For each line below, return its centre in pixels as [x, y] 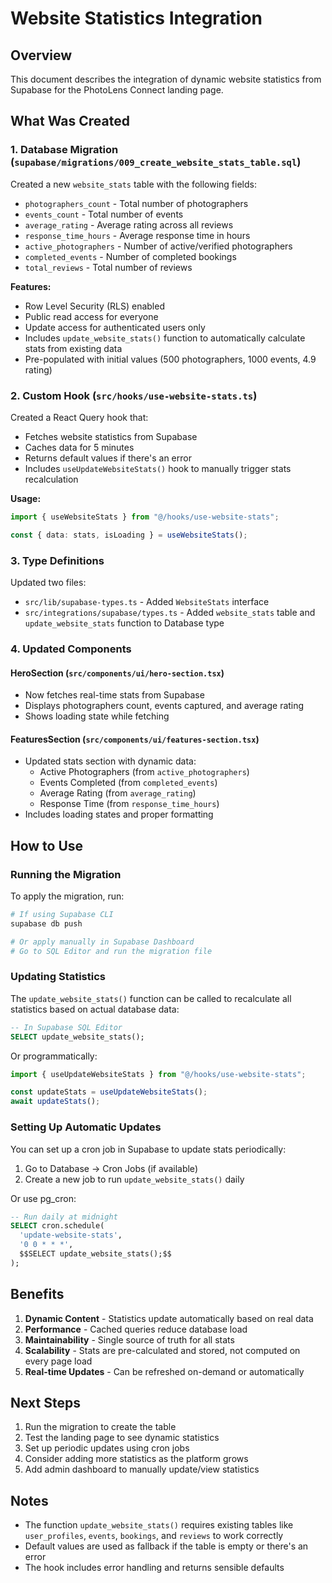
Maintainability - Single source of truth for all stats [129, 1339]
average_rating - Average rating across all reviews [129, 224]
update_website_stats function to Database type [124, 623]
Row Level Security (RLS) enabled [94, 306]
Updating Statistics [58, 977]
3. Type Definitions [57, 560]
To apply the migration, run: [67, 896]
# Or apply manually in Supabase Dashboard [102, 942]
